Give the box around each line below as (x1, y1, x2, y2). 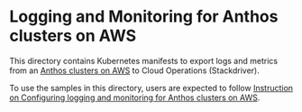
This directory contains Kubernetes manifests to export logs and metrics (9, 55, 278, 66)
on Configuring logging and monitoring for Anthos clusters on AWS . (9, 92, 261, 103)
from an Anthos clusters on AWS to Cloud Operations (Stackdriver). (9, 65, 260, 76)
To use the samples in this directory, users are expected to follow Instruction (9, 82, 294, 93)
